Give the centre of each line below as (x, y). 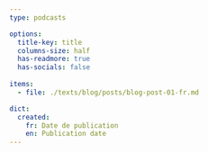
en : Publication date (66, 134)
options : (26, 34)
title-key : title (50, 42)
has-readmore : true (54, 59)
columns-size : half (54, 50)
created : (34, 117)
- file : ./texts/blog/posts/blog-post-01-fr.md (109, 92)
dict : (19, 109)
